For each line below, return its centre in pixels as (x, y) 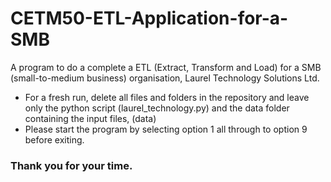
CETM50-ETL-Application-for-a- (149, 18)
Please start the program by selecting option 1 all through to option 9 (166, 129)
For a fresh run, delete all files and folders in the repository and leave (167, 97)
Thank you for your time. (71, 165)
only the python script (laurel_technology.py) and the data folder (157, 108)
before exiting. (54, 139)
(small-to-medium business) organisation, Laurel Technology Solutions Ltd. (165, 78)
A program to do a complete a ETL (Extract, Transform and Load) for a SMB (166, 67)
